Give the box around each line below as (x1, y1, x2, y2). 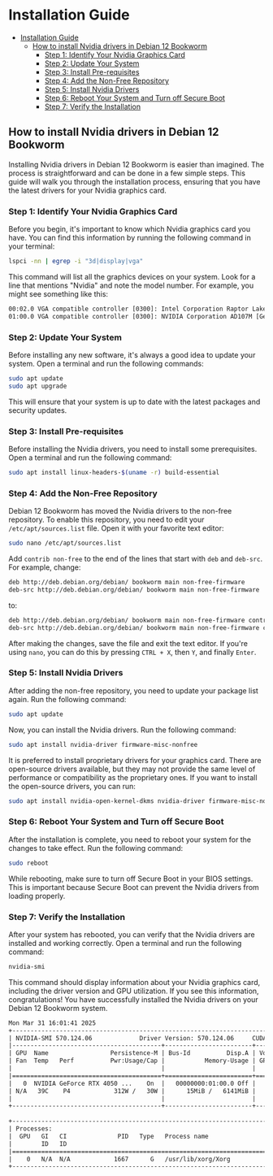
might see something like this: (8, 289, 108, 298)
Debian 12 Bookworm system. (8, 1003, 108, 1013)
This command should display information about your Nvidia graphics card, (8, 977, 261, 987)
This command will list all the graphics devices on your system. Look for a (8, 271, 256, 281)
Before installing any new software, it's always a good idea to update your (8, 349, 256, 359)
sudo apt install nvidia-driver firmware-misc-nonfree (8, 740, 198, 749)
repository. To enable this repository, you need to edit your (8, 514, 205, 525)
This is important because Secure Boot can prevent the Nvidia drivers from (8, 882, 260, 892)
